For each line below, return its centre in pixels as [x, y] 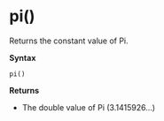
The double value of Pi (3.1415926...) [89, 107]
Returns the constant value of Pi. [69, 41]
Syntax [23, 57]
